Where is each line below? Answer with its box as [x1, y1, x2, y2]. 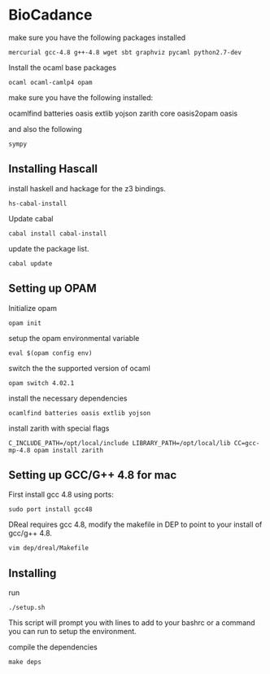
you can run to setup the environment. [8, 627, 137, 637]
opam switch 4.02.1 [8, 379, 75, 387]
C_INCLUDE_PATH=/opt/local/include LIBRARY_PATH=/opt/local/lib [8, 439, 231, 447]
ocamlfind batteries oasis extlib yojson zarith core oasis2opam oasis [8, 108, 238, 118]
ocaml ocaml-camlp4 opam [8, 78, 93, 86]
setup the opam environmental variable [8, 333, 140, 343]
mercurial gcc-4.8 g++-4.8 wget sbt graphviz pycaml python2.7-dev [8, 48, 242, 56]
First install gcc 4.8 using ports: [8, 490, 114, 500]
